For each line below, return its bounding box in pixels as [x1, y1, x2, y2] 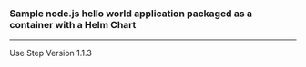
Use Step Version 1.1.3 [9, 48, 93, 59]
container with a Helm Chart [9, 18, 137, 31]
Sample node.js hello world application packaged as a [9, 7, 253, 20]
